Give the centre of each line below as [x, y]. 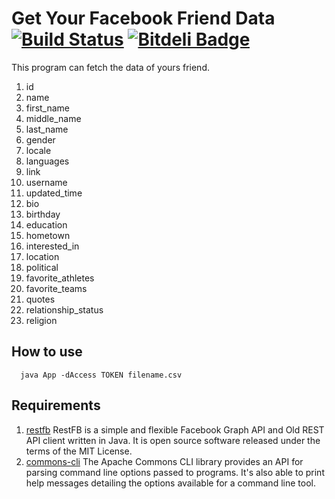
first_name [48, 108]
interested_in [52, 246]
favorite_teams [56, 288]
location [42, 256]
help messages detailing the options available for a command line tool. [170, 483]
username [46, 182]
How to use [47, 352]
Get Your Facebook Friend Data [143, 18]
